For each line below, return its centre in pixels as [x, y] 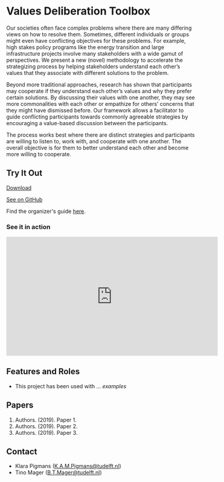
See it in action [28, 227]
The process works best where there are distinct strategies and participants [101, 135]
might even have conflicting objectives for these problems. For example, [96, 41]
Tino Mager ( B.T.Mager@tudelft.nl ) [58, 472]
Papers [20, 405]
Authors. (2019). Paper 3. [46, 432]
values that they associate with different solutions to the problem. [88, 73]
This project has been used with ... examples [71, 386]
